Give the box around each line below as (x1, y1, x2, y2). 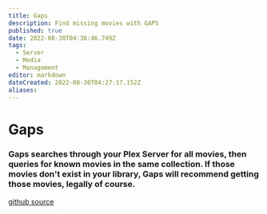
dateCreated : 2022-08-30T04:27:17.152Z (8, 78, 141, 86)
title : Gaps (8, 11, 48, 20)
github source (8, 196, 54, 206)
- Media (15, 57, 42, 65)
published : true (8, 26, 62, 34)
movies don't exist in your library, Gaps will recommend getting (8, 168, 260, 180)
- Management (15, 64, 59, 72)
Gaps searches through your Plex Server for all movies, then (8, 149, 247, 160)
